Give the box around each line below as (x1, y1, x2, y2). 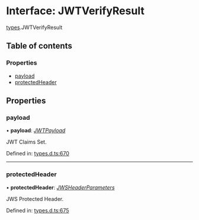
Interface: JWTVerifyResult (6, 4, 145, 18)
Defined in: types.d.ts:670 (6, 150, 69, 157)
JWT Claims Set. (6, 138, 47, 146)
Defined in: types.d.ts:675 (6, 206, 69, 214)
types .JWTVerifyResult (6, 24, 63, 31)
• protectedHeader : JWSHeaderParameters (6, 184, 115, 191)
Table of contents (6, 41, 72, 51)
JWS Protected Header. (6, 195, 64, 202)
